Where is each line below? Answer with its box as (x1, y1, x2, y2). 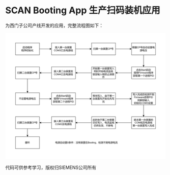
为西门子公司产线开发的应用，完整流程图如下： (5, 22, 103, 28)
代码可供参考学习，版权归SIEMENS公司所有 (5, 164, 97, 170)
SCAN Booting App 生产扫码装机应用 (5, 5, 160, 16)
